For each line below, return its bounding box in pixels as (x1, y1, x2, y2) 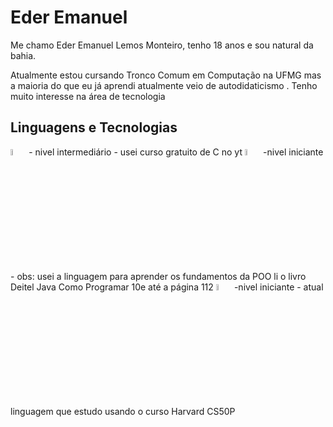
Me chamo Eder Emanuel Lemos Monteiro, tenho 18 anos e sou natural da (10, 39, 314, 51)
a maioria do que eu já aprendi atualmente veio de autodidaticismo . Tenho (10, 79, 318, 91)
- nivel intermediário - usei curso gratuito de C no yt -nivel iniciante (28, 146, 324, 158)
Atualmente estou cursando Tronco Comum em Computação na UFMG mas (10, 69, 322, 81)
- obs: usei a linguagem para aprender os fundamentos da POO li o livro (10, 271, 307, 282)
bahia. (10, 49, 37, 61)
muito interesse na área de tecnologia (10, 90, 166, 102)
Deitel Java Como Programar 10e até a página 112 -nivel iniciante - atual (10, 281, 324, 293)
